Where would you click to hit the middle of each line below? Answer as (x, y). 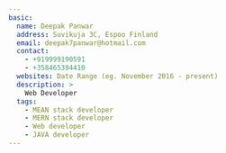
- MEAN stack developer (69, 110)
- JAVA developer (57, 135)
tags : (27, 101)
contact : (33, 51)
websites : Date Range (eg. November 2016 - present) (118, 76)
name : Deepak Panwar (55, 26)
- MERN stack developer (69, 118)
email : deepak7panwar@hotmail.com (81, 43)
